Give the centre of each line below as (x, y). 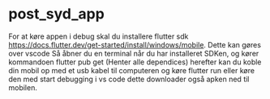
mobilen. (23, 87)
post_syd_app (57, 14)
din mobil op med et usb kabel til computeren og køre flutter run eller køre (132, 70)
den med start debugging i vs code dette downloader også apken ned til (129, 79)
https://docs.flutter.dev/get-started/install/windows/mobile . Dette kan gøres (135, 44)
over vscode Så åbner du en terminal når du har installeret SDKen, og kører (134, 53)
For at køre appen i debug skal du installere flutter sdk (99, 36)
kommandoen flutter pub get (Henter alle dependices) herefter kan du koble (135, 62)
